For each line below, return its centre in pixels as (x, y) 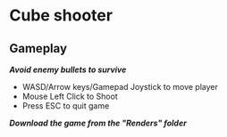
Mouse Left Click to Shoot (70, 96)
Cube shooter (61, 16)
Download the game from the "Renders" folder (98, 123)
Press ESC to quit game (66, 106)
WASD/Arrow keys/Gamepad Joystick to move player (120, 87)
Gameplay (38, 48)
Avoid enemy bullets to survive (68, 69)
